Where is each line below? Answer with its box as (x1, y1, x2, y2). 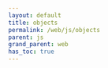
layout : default (8, 11, 61, 20)
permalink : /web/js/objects (8, 26, 101, 34)
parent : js (8, 33, 44, 41)
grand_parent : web (8, 41, 69, 48)
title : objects (8, 19, 58, 27)
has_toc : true (8, 48, 55, 55)
